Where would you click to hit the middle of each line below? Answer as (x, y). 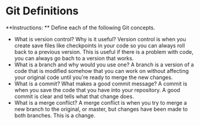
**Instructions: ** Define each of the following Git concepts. (80, 28)
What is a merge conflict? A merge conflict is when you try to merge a (100, 102)
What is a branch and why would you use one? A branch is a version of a (104, 65)
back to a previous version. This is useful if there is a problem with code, (104, 51)
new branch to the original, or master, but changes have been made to (101, 109)
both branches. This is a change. (55, 115)
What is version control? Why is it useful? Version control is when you (100, 39)
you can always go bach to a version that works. (74, 58)
